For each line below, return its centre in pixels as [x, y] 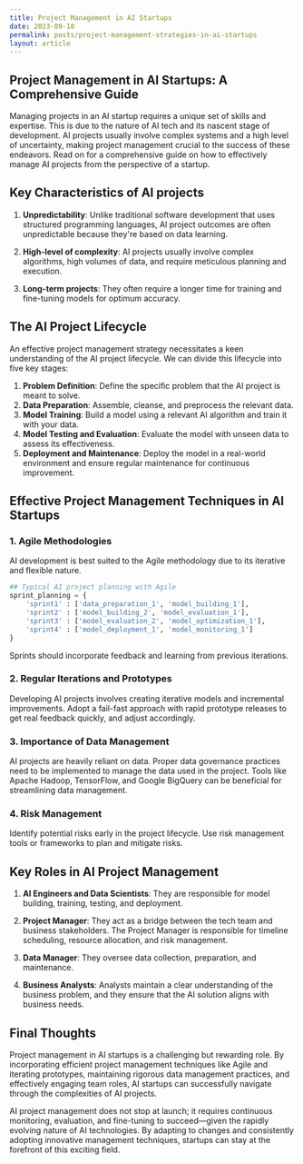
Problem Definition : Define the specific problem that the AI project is [151, 385]
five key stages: [39, 368]
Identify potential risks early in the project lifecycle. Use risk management [147, 833]
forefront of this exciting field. [65, 1149]
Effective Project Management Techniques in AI [147, 501]
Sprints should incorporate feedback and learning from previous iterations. [149, 655]
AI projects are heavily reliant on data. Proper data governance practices [145, 761]
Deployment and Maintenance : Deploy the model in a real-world [144, 453]
